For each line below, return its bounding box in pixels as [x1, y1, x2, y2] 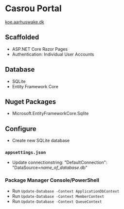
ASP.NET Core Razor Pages [12, 46, 68, 52]
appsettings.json [5, 150, 46, 155]
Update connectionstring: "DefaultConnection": [12, 159, 107, 166]
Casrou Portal [5, 3, 62, 14]
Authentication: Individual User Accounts [12, 51, 94, 57]
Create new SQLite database [12, 137, 70, 144]
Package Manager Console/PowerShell [5, 177, 100, 184]
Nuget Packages [5, 97, 56, 106]
